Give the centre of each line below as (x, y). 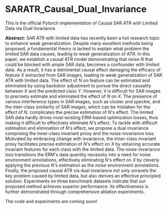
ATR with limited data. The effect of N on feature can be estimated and (78, 80)
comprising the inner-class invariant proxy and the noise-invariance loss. (80, 133)
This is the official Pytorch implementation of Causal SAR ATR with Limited (82, 23)
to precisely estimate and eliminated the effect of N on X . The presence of (81, 96)
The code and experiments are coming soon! (51, 201)
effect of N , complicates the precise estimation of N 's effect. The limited (79, 112)
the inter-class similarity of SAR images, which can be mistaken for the (78, 107)
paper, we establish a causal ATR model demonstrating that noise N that (79, 59)
